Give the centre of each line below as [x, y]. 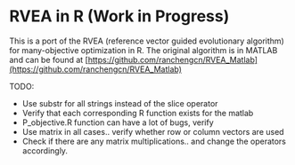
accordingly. [45, 150]
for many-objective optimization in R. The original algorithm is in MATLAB [143, 50]
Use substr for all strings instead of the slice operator [120, 103]
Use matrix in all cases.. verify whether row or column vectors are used [153, 131]
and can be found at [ [49, 59]
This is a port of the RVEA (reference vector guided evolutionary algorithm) [147, 41]
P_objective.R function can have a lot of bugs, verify [118, 122]
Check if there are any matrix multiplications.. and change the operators [154, 141]
